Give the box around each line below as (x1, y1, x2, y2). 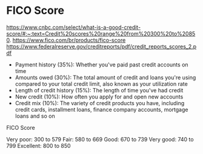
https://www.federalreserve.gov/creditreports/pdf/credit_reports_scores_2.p (6, 43, 197, 50)
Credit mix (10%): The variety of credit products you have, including (15, 99, 185, 106)
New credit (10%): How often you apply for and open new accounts (15, 93, 184, 100)
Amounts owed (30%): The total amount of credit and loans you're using (15, 74, 196, 81)
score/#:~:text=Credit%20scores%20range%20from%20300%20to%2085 (6, 30, 196, 37)
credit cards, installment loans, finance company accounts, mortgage (15, 106, 188, 113)
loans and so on (15, 112, 56, 120)
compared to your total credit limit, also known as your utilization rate (15, 80, 188, 88)
